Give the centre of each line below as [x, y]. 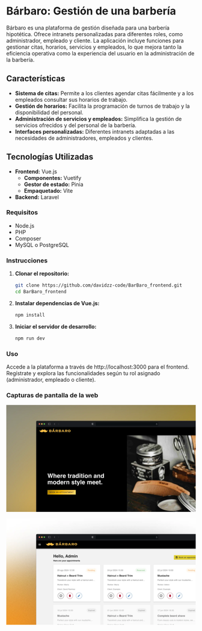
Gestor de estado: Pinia [54, 184]
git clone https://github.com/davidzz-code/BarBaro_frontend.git [98, 285]
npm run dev [30, 338]
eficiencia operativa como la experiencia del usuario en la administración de [100, 53]
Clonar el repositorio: [42, 274]
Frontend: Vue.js [36, 171]
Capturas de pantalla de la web [52, 395]
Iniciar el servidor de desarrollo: [56, 326]
